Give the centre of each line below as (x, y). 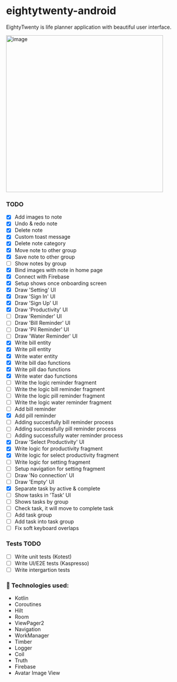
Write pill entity (33, 350)
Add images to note (38, 217)
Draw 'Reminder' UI (38, 316)
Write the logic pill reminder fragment (60, 396)
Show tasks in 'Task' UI (43, 495)
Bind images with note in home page (59, 270)
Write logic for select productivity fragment (67, 455)
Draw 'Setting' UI (35, 290)
